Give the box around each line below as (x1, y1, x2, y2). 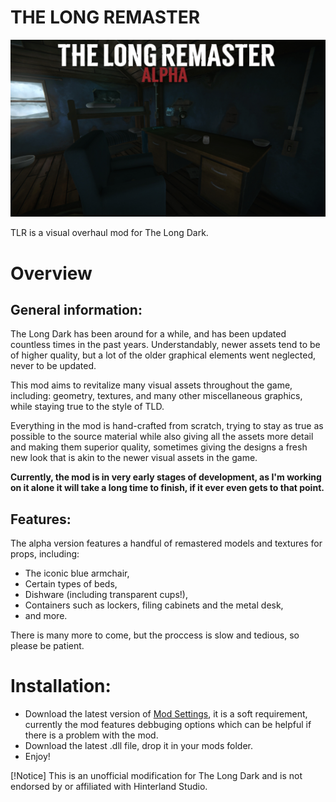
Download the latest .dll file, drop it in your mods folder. (24, 740, 253, 752)
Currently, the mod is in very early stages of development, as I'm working (10, 471, 322, 483)
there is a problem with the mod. (24, 729, 159, 741)
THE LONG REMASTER (10, 6, 201, 29)
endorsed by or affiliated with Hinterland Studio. (10, 781, 208, 793)
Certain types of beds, (24, 578, 118, 590)
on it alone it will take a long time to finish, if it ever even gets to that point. (10, 482, 325, 494)
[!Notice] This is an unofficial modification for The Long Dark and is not (10, 770, 303, 782)
